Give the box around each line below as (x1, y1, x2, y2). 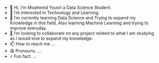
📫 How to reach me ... (9, 41, 55, 47)
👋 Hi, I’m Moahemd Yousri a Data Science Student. (9, 5, 112, 10)
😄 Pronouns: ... (9, 48, 41, 53)
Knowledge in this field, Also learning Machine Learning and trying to (9, 20, 149, 26)
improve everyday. (9, 25, 47, 31)
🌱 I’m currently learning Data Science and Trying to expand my (9, 15, 136, 20)
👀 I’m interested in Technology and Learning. (9, 10, 100, 16)
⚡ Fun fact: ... (9, 53, 37, 59)
